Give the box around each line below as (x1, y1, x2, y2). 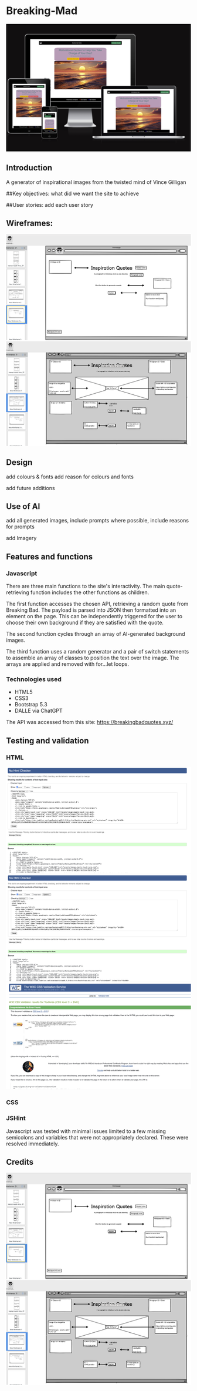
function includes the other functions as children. (30, 589, 150, 596)
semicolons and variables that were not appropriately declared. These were (6, 1134, 189, 1141)
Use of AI (6, 501, 40, 511)
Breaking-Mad (6, 4, 78, 18)
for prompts (6, 523, 35, 530)
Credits (6, 1157, 34, 1167)
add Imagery (6, 535, 37, 542)
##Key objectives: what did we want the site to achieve (6, 190, 140, 197)
